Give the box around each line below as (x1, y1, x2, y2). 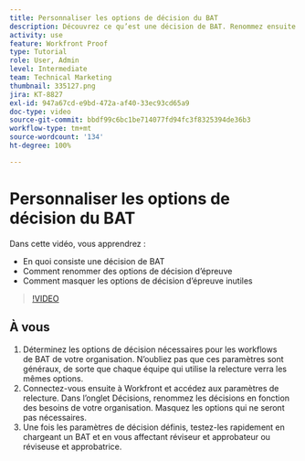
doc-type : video (9, 107, 71, 116)
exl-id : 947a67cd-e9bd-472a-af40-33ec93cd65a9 (9, 98, 190, 108)
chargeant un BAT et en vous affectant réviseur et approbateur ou (22, 431, 271, 442)
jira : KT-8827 (9, 90, 64, 99)
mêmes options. (22, 372, 84, 384)
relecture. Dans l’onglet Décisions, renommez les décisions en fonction (22, 392, 290, 403)
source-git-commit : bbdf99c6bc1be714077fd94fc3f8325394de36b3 (9, 115, 251, 124)
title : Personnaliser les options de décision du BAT (9, 13, 219, 23)
